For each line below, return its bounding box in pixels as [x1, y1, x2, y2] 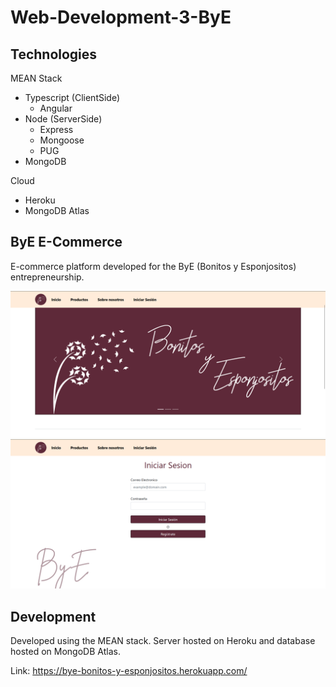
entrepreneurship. [10, 271, 85, 283]
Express [39, 124, 74, 135]
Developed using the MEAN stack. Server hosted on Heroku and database [10, 635, 316, 647]
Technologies [10, 46, 98, 63]
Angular [39, 102, 73, 114]
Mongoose [39, 134, 85, 146]
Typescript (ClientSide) [24, 92, 121, 103]
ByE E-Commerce [10, 234, 123, 251]
